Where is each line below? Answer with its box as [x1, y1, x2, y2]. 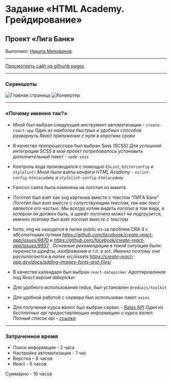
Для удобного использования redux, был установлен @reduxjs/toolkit [12, 284, 167, 290]
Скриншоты [5, 80, 37, 87]
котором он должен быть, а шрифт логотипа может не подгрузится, [12, 210, 162, 216]
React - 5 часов [12, 360, 47, 367]
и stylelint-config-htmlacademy [55, 174, 124, 180]
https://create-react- [89, 253, 134, 260]
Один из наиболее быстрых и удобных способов [35, 127, 142, 133]
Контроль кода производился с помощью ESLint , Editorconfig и [12, 163, 154, 170]
